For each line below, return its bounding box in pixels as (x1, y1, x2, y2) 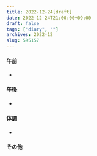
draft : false (6, 20, 40, 26)
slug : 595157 (6, 37, 40, 43)
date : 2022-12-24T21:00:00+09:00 (6, 15, 92, 21)
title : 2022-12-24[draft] (6, 9, 72, 15)
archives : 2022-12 (6, 32, 53, 38)
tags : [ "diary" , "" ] (6, 26, 59, 32)
